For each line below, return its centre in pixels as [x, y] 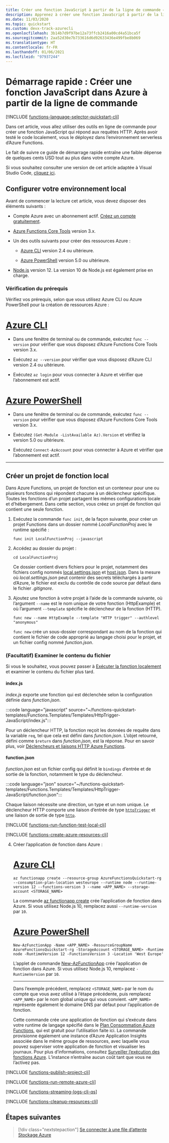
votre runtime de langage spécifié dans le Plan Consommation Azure [84, 1025]
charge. [21, 275]
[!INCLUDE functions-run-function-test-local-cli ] [56, 825]
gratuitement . [27, 222]
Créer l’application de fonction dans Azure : [58, 844]
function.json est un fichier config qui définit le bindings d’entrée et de [78, 769]
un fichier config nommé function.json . [53, 642]
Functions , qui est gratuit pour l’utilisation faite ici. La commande [79, 1030]
